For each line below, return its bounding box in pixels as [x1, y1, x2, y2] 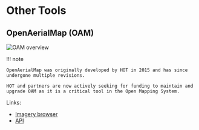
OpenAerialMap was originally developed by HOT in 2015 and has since [6, 67, 188, 73]
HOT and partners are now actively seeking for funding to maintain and [6, 83, 194, 89]
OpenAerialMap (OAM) [6, 28, 94, 38]
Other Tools [6, 4, 67, 18]
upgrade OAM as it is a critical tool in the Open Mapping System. [6, 88, 180, 94]
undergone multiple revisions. [6, 73, 85, 79]
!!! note [6, 56, 24, 62]
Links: [6, 99, 21, 106]
